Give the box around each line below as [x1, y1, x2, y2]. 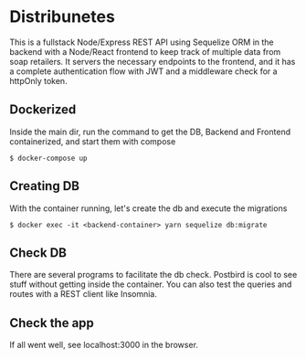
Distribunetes [9, 6, 116, 27]
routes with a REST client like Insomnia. [9, 289, 158, 300]
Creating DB [9, 178, 80, 194]
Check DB [9, 245, 67, 260]
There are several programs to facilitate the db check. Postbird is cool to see [9, 269, 298, 280]
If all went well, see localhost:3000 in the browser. [9, 340, 199, 351]
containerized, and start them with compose [9, 135, 176, 147]
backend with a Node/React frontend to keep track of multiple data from [9, 46, 281, 57]
